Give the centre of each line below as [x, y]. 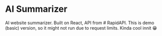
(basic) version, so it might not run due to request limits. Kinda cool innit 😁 [81, 28]
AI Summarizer [36, 9]
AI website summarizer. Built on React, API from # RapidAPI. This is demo [80, 23]
